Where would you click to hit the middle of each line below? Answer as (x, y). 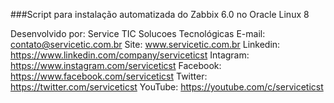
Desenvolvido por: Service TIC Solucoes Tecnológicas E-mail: (138, 33)
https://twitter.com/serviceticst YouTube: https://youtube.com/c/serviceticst (167, 87)
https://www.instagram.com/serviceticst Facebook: (116, 65)
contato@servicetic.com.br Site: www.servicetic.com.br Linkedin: (145, 44)
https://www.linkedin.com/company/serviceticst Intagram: (130, 55)
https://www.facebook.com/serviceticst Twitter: (109, 76)
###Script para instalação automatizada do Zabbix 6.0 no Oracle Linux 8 (160, 14)
